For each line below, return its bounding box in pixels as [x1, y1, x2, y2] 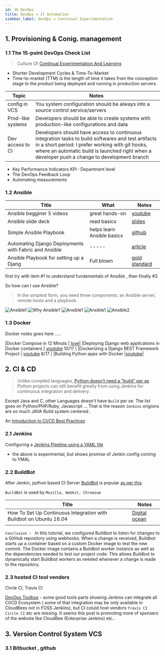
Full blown [89, 257, 113, 264]
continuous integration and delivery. [17, 388, 90, 394]
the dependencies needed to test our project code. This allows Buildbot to [5, 551, 155, 557]
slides [132, 218, 145, 225]
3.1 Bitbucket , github [5, 644, 56, 651]
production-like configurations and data [35, 121, 128, 128]
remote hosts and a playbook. [17, 298, 78, 304]
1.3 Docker [5, 319, 31, 326]
